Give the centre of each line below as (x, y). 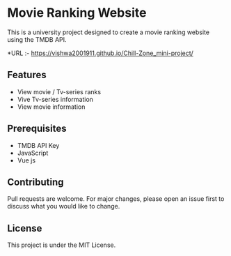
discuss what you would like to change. (64, 206)
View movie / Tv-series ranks (59, 91)
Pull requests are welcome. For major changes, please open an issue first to (116, 199)
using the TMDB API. (37, 39)
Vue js (26, 160)
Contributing (35, 182)
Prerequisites (37, 129)
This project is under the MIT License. (62, 245)
